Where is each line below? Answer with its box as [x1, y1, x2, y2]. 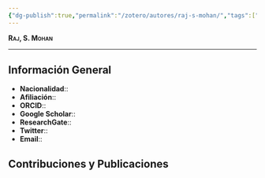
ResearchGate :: [19, 117, 72, 127]
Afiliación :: [19, 92, 57, 102]
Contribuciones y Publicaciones [8, 157, 170, 170]
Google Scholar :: [19, 109, 77, 119]
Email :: [19, 135, 43, 144]
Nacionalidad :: [19, 84, 69, 94]
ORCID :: [19, 101, 47, 110]
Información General [8, 64, 112, 77]
